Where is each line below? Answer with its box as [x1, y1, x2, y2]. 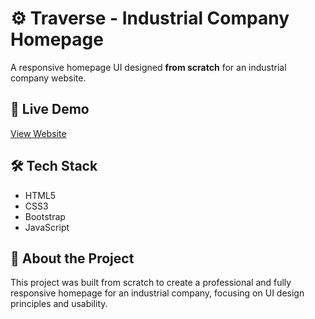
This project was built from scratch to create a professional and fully [10, 277, 292, 289]
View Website [10, 127, 67, 139]
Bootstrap [24, 210, 66, 222]
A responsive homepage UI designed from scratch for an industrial [10, 61, 287, 73]
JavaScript [24, 221, 70, 233]
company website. [10, 72, 87, 84]
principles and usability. [10, 298, 108, 310]
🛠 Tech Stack [10, 158, 98, 175]
